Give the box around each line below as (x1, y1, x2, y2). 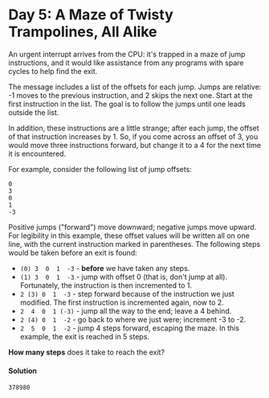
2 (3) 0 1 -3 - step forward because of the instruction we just (19, 289, 234, 298)
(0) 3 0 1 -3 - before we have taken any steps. (19, 263, 190, 273)
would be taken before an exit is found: (8, 248, 138, 257)
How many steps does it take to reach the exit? (8, 347, 165, 357)
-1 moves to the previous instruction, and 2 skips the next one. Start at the (8, 90, 253, 100)
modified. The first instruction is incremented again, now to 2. (19, 297, 225, 307)
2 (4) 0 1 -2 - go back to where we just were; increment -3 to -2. (19, 314, 247, 324)
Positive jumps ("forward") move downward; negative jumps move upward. (8, 222, 257, 232)
